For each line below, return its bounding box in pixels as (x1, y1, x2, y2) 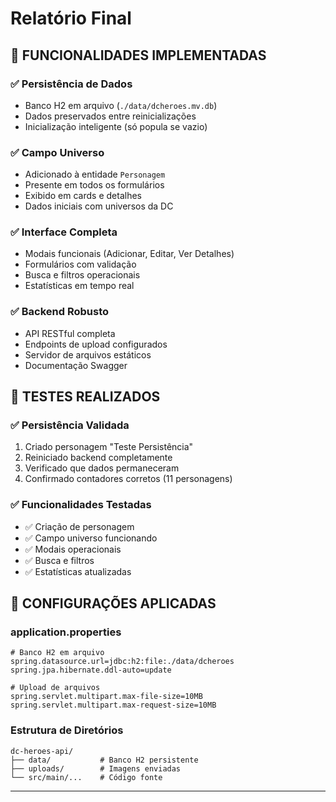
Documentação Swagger (24, 359, 128, 371)
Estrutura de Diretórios (10, 723, 124, 737)
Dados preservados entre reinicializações (24, 110, 197, 122)
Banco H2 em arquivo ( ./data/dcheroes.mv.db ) (24, 99, 218, 111)
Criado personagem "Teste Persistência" (24, 441, 194, 453)
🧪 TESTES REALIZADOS (10, 388, 161, 406)
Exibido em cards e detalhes (24, 190, 142, 202)
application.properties (10, 625, 122, 639)
